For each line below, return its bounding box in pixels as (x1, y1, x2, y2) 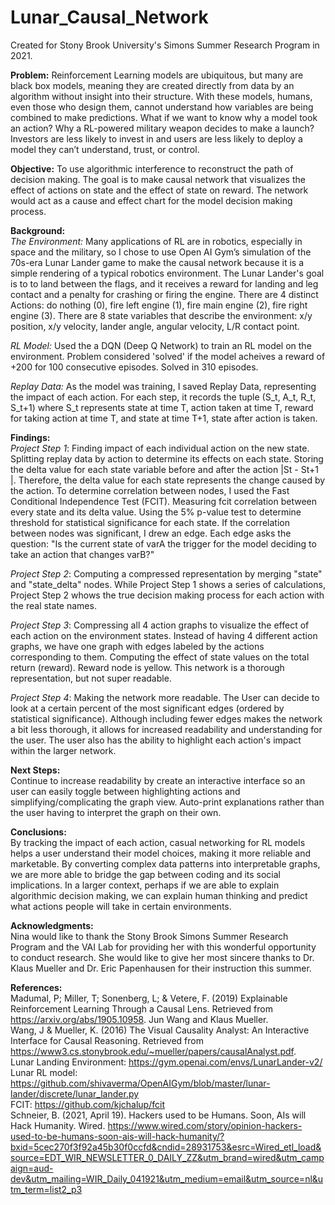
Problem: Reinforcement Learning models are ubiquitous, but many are (10, 69, 304, 81)
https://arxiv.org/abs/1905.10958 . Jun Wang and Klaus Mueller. (10, 1013, 269, 1025)
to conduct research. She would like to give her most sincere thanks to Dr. (10, 951, 315, 963)
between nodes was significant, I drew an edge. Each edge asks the (10, 527, 292, 539)
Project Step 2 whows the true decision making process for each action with (10, 589, 325, 601)
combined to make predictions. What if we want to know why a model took (10, 111, 318, 123)
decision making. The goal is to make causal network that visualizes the (10, 173, 306, 185)
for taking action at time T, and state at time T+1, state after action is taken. (10, 412, 318, 424)
